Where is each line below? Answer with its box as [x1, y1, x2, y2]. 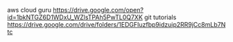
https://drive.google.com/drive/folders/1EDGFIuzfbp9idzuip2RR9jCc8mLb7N [7, 21, 226, 28]
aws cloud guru [7, 6, 52, 14]
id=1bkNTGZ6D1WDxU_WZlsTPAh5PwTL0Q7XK [7, 13, 144, 21]
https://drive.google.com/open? [53, 6, 144, 14]
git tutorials [144, 13, 177, 21]
